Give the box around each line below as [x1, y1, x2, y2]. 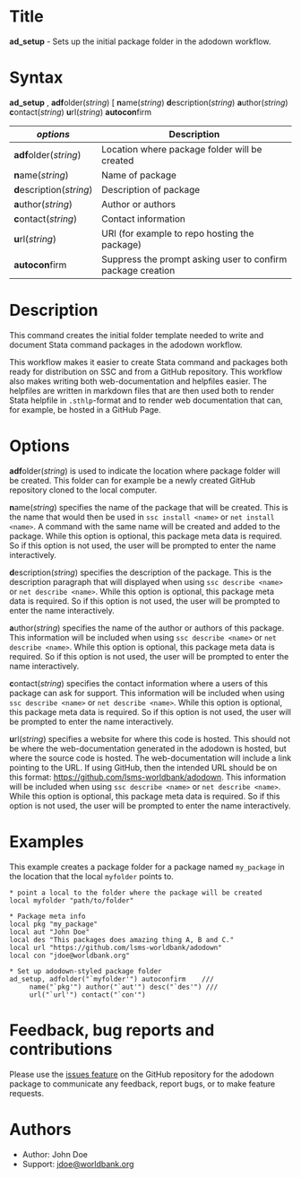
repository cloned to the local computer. [9, 484, 158, 495]
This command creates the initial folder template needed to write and [9, 329, 264, 340]
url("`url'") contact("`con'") [29, 990, 146, 999]
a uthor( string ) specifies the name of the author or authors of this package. [9, 622, 285, 633]
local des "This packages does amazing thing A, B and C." [9, 935, 235, 944]
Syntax [9, 67, 64, 88]
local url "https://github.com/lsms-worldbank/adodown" [9, 943, 222, 952]
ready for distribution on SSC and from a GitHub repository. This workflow [9, 366, 283, 377]
